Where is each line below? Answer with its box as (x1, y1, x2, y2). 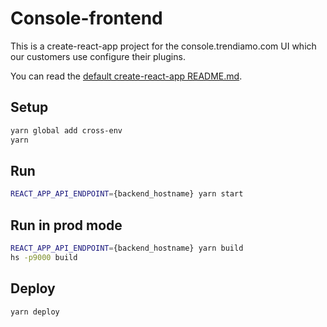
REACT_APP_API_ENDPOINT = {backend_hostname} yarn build (10, 243, 244, 253)
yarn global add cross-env (10, 125, 123, 136)
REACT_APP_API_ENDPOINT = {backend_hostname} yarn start (10, 189, 244, 199)
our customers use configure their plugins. (10, 50, 186, 62)
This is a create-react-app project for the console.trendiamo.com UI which (10, 40, 317, 52)
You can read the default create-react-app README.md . (10, 70, 243, 82)
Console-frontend (10, 7, 163, 30)
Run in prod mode (10, 217, 123, 234)
